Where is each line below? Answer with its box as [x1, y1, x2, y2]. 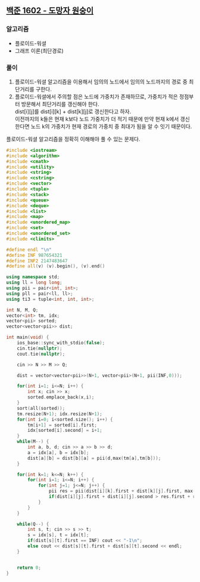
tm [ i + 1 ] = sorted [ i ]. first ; [27, 422, 97, 428]
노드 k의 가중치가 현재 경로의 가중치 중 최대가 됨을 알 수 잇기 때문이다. [30, 123, 192, 130]
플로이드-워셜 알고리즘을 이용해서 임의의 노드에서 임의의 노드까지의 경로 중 [14, 78, 187, 85]
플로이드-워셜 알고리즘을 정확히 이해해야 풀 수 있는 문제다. [6, 135, 141, 142]
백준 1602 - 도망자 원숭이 [6, 5, 94, 16]
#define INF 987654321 [6, 252, 62, 258]
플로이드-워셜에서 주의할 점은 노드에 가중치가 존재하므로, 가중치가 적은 [14, 93, 179, 100]
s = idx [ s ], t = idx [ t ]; [27, 532, 89, 538]
